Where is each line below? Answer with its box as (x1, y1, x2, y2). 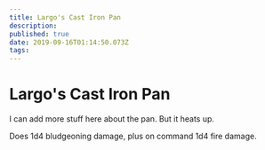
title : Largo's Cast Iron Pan (9, 12, 122, 22)
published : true (9, 29, 69, 38)
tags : (9, 46, 29, 55)
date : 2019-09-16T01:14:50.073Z (9, 37, 129, 47)
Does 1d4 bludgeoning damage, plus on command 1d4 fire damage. (9, 130, 257, 142)
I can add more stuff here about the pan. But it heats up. (9, 114, 215, 124)
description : (9, 21, 58, 30)
